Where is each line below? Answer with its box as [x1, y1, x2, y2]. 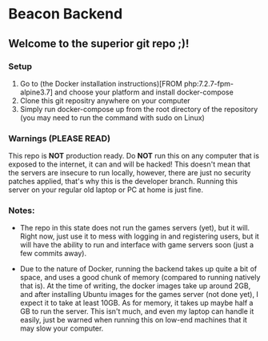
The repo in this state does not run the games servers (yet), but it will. [19, 223, 250, 233]
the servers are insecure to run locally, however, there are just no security [8, 168, 251, 178]
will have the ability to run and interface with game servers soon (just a [19, 240, 254, 250]
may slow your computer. [19, 323, 104, 333]
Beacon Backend [8, 5, 123, 23]
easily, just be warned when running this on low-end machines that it [19, 315, 248, 325]
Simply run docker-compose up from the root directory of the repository [19, 104, 258, 114]
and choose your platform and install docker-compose [54, 87, 234, 97]
